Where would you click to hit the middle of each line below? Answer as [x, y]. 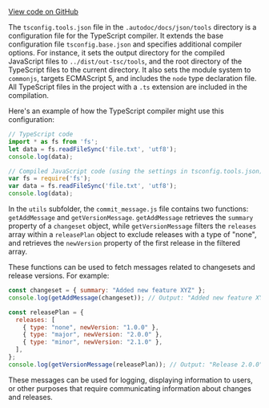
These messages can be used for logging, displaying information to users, [131, 380]
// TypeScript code [41, 134]
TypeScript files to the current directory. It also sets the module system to [130, 70]
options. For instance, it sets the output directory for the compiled [117, 53]
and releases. [31, 397]
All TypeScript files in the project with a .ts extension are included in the [128, 87]
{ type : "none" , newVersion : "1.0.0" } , [91, 327]
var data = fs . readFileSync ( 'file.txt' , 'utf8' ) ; [93, 186]
